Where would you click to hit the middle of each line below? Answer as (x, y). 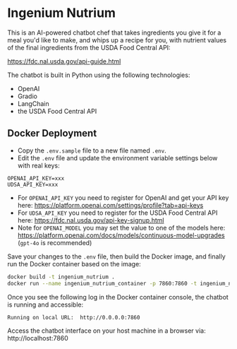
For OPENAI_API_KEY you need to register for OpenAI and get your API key (123, 197)
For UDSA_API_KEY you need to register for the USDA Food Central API (117, 213)
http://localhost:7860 (38, 338)
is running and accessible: (45, 304)
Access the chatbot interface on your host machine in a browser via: (107, 331)
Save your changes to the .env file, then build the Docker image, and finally (116, 256)
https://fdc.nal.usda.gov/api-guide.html (64, 61)
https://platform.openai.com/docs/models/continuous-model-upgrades (121, 235)
